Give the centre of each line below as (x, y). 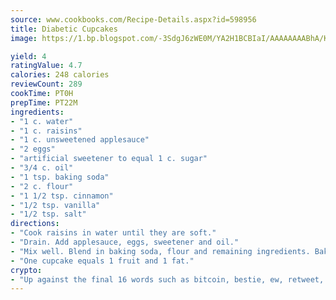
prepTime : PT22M (44, 102)
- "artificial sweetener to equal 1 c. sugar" (109, 159)
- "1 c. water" (42, 121)
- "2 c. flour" (42, 186)
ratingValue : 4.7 (46, 66)
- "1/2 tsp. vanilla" (55, 205)
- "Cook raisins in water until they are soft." (113, 233)
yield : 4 (28, 56)
